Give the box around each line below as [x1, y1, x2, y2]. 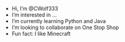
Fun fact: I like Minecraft [11, 30, 71, 37]
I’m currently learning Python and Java [11, 18, 106, 24]
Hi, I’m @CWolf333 [11, 5, 58, 12]
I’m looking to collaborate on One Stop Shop [11, 24, 119, 31]
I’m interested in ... [11, 11, 57, 18]
